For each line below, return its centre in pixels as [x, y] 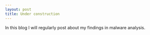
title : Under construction [32, 14]
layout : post [18, 9]
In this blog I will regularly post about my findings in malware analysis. [75, 27]
